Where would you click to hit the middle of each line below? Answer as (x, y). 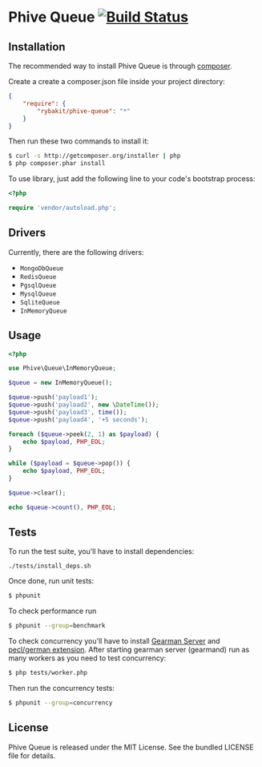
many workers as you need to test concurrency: (87, 658)
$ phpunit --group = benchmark (57, 626)
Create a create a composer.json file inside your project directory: (117, 81)
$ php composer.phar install (57, 163)
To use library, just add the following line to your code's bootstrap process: (132, 179)
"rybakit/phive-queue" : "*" (84, 111)
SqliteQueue (40, 302)
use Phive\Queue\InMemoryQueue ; (62, 369)
